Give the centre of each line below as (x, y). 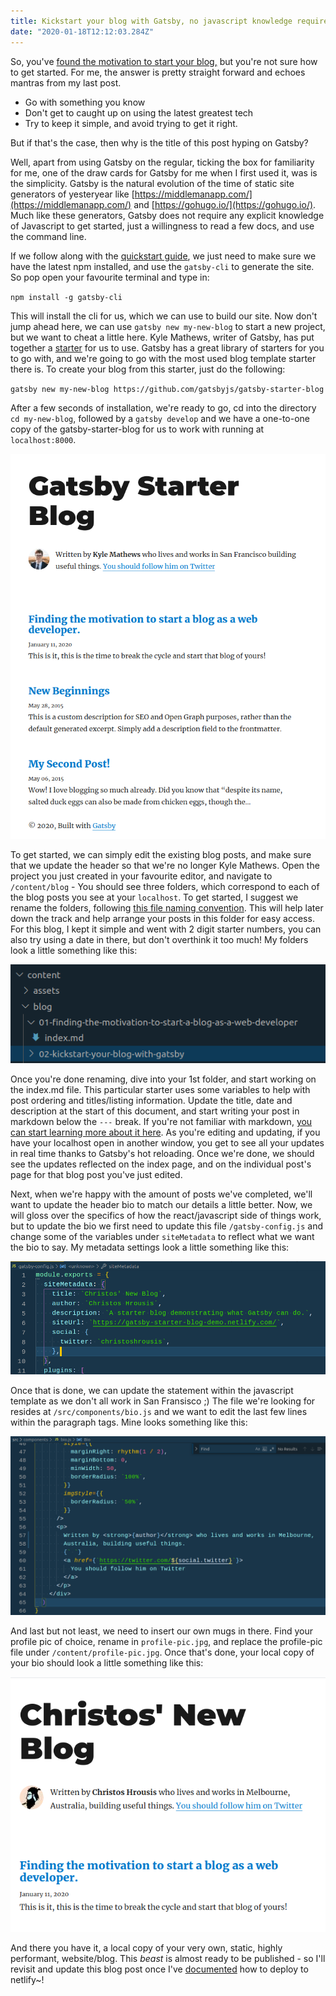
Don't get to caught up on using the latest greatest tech (139, 112)
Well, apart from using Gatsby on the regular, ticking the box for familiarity (162, 162)
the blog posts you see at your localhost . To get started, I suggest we (154, 897)
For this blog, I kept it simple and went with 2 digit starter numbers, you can (166, 929)
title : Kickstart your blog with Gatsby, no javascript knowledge (151, 21)
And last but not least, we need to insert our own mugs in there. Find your (161, 1631)
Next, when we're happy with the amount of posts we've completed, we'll (161, 1194)
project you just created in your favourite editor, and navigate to (141, 876)
